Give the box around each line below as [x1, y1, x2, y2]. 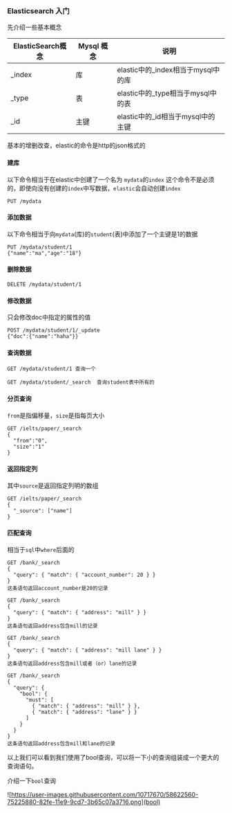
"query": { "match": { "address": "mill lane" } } [13, 646, 162, 654]
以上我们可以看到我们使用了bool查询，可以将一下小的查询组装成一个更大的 [7, 753, 220, 761]
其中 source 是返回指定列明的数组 [7, 481, 99, 490]
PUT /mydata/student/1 [7, 244, 72, 251]
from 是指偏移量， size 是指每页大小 [7, 411, 105, 420]
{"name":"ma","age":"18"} [7, 249, 81, 257]
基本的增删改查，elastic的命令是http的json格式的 [7, 141, 146, 150]
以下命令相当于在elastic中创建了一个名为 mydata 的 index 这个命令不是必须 [7, 175, 215, 184]
